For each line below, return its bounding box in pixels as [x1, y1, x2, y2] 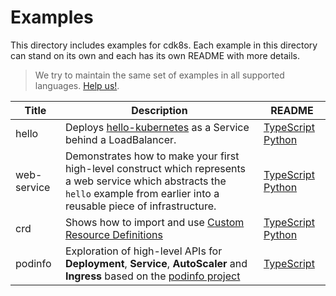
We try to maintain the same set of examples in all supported [34, 69, 285, 81]
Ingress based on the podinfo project [64, 269, 241, 283]
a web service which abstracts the [64, 174, 227, 188]
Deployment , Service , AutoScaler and [64, 256, 248, 270]
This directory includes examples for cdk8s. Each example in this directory [10, 39, 318, 51]
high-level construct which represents [64, 161, 247, 175]
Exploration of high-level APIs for [64, 244, 223, 258]
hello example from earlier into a [64, 186, 220, 200]
